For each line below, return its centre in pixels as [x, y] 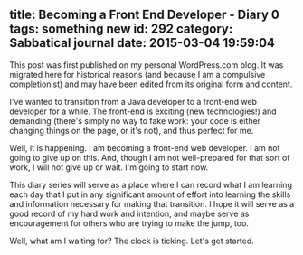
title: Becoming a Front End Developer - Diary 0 [145, 15]
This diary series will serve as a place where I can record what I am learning [151, 184]
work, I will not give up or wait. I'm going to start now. [109, 167]
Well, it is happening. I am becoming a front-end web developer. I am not [145, 147]
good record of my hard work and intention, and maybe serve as [129, 213]
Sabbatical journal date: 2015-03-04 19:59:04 [142, 43]
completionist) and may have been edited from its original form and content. [151, 84]
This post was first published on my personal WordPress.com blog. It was [147, 65]
